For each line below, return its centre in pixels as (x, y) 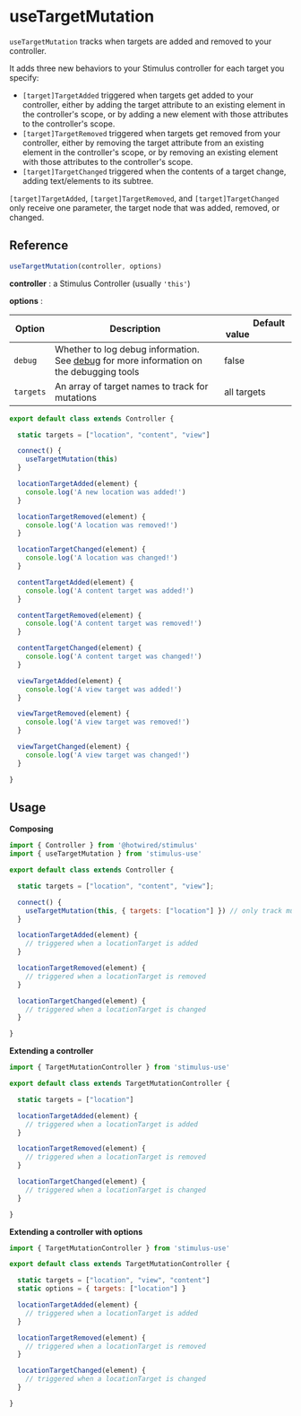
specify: (24, 77)
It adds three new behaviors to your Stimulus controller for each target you (147, 68)
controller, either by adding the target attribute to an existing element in (154, 104)
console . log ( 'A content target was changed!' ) (114, 656)
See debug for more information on (129, 361)
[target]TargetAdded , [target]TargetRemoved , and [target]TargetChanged (144, 198)
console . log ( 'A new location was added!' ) (106, 492)
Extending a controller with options (76, 1231)
